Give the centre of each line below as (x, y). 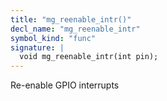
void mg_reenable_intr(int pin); (89, 57)
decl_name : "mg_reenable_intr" (75, 29)
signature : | (37, 47)
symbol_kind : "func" (53, 38)
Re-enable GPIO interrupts (65, 85)
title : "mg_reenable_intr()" (71, 19)
